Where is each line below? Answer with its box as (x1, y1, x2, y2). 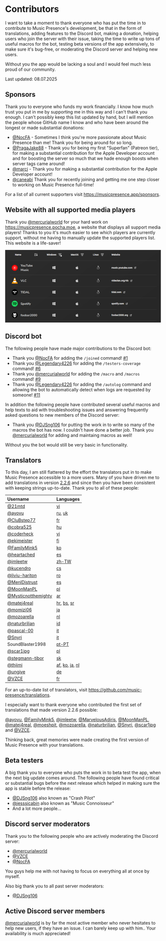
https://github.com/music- (88, 687, 142, 692)
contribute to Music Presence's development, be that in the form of (5, 25, 142, 31)
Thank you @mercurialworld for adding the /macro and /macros (12, 371, 140, 376)
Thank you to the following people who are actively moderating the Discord (5, 833, 158, 839)
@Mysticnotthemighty (7, 593, 52, 599)
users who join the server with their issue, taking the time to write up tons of (5, 36, 160, 42)
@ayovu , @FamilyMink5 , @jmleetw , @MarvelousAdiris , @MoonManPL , (5, 716, 150, 722)
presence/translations (5, 692, 50, 698)
